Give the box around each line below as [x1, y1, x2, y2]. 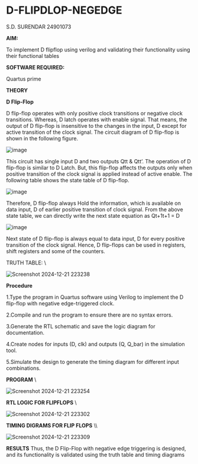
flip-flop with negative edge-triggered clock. [6, 299, 115, 307]
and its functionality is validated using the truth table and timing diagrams [6, 451, 185, 458]
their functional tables [6, 52, 60, 59]
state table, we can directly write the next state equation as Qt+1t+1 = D [6, 212, 180, 219]
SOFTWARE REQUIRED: [6, 63, 65, 71]
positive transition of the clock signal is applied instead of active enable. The [6, 170, 193, 178]
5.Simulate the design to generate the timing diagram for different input [6, 358, 179, 365]
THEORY [6, 86, 28, 94]
